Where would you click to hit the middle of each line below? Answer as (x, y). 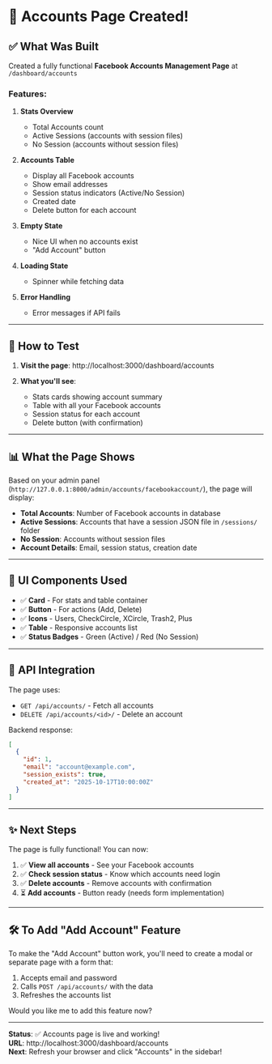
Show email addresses (70, 185)
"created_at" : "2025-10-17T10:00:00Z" (88, 782)
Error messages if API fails (76, 313)
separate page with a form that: (61, 962)
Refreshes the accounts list (66, 995)
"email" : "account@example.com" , (79, 767)
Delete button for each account (84, 211)
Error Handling (45, 297)
